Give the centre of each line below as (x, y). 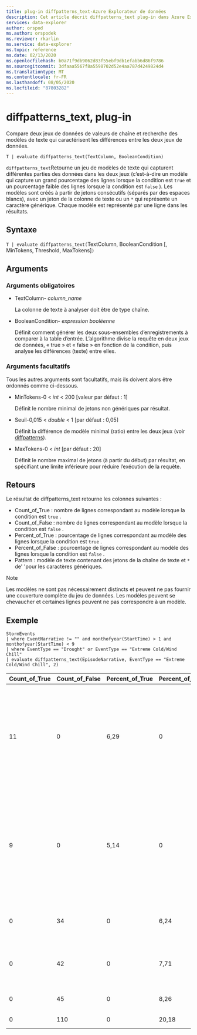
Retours (21, 485)
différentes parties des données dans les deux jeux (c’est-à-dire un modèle (97, 173)
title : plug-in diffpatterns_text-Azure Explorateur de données (86, 11)
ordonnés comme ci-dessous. (42, 385)
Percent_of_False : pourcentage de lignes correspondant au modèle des (101, 548)
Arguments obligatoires (40, 285)
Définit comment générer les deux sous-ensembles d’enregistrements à (101, 332)
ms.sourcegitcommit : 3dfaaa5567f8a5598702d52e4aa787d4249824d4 (85, 66)
